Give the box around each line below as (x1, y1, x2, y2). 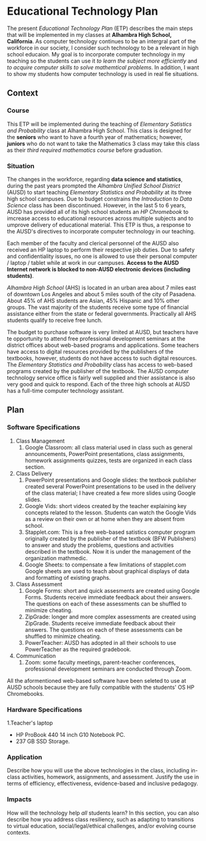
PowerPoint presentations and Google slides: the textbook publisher (24, 476, 197, 484)
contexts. (7, 829, 31, 836)
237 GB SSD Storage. (15, 737, 70, 745)
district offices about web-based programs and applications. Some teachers (7, 341, 199, 349)
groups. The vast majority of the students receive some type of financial (7, 303, 189, 311)
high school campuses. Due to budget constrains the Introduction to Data (7, 195, 193, 202)
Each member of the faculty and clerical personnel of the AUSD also (7, 239, 179, 246)
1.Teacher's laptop (7, 719, 53, 726)
